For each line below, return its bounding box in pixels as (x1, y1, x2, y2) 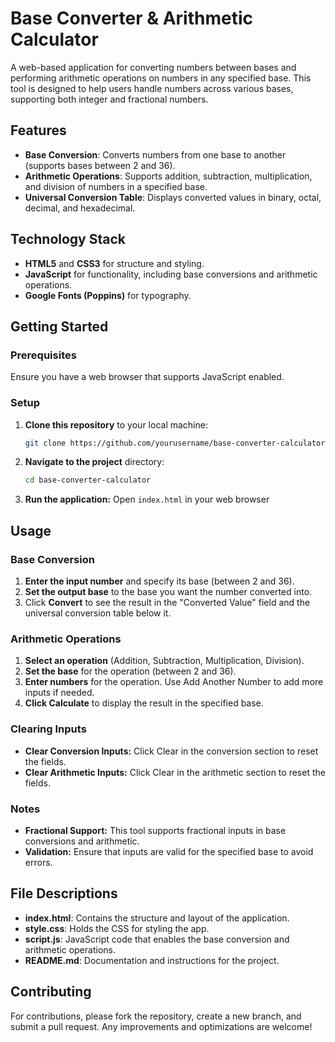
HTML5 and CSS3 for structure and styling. (24, 257, 205, 269)
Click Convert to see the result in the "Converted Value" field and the (24, 596, 311, 608)
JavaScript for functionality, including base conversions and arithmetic (24, 268, 318, 280)
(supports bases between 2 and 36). (24, 159, 176, 171)
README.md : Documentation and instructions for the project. (24, 954, 280, 966)
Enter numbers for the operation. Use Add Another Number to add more (24, 676, 324, 688)
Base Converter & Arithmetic (10, 7, 253, 30)
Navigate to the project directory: (24, 456, 165, 468)
